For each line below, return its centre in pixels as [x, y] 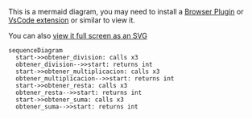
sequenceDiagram [35, 51]
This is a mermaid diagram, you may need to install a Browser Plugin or [126, 12]
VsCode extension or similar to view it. [72, 20]
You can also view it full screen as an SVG [78, 36]
